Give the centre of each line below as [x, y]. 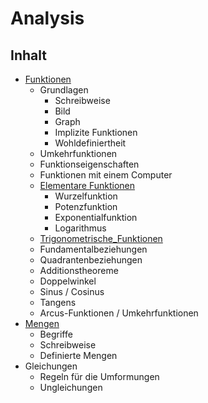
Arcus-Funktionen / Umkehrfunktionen [119, 313]
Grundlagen [64, 90]
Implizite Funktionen [96, 132]
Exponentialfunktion [96, 217]
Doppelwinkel [68, 281]
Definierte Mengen [78, 355]
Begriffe [56, 334]
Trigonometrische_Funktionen [101, 238]
